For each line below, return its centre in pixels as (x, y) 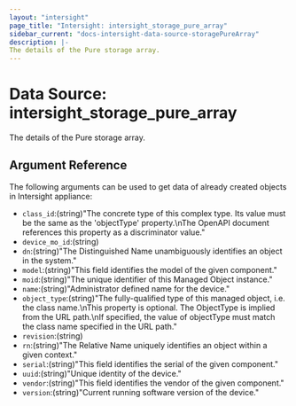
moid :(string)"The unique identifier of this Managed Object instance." (147, 279)
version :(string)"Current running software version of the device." (140, 392)
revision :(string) (52, 336)
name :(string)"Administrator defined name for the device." (126, 288)
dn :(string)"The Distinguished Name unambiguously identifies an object (152, 251)
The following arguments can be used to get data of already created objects (148, 186)
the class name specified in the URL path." (99, 326)
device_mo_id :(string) (60, 241)
